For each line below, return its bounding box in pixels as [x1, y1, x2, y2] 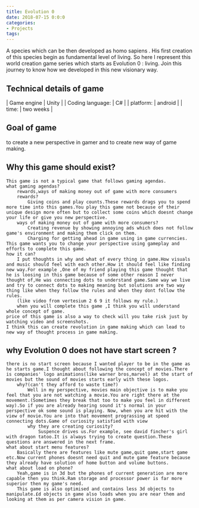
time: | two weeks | [6, 105, 53, 113]
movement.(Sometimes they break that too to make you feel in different [6, 397, 191, 404]
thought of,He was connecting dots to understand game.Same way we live [6, 277, 191, 283]
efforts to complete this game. [6, 245, 86, 252]
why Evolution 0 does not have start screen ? [6, 345, 177, 355]
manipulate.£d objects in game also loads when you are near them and [6, 491, 185, 497]
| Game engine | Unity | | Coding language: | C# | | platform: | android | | [6, 99, 183, 106]
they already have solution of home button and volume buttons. [6, 460, 169, 466]
